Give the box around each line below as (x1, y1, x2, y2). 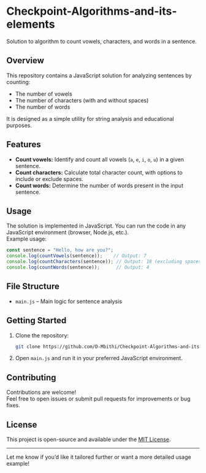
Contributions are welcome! (6, 388, 77, 396)
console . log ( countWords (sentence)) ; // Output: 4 (6, 264, 150, 271)
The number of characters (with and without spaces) (15, 96, 149, 104)
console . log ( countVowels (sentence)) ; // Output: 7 (6, 253, 147, 259)
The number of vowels (15, 90, 72, 98)
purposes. (6, 121, 32, 129)
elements (6, 17, 55, 31)
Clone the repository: (15, 331, 69, 339)
